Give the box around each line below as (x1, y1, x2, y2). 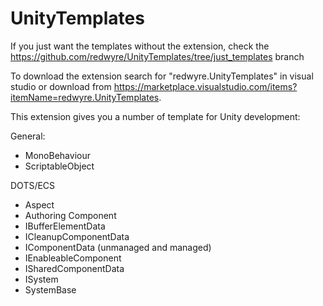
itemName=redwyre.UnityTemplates (10, 91, 160, 103)
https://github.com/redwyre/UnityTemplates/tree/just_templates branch (10, 50, 305, 62)
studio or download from (10, 80, 112, 92)
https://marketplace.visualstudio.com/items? (113, 80, 298, 92)
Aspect (24, 198, 55, 211)
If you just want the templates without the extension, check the (10, 40, 270, 52)
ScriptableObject (24, 160, 95, 172)
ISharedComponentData (24, 262, 125, 274)
